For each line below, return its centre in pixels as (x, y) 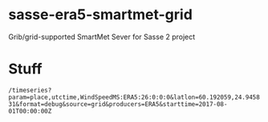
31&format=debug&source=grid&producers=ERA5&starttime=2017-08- (118, 104)
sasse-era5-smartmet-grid (100, 15)
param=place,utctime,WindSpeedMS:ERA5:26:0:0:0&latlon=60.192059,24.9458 (134, 97)
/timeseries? (30, 90)
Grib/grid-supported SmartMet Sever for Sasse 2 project (102, 37)
